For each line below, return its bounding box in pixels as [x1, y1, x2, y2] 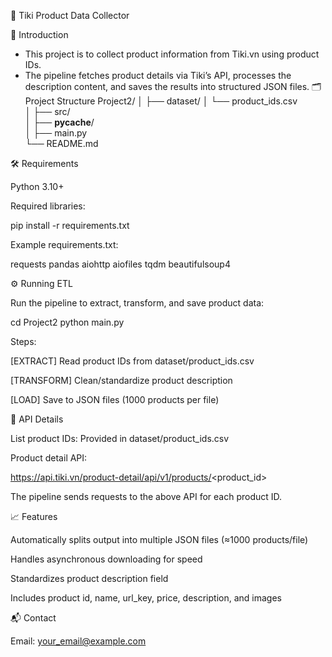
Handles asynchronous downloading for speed [10, 553, 203, 565]
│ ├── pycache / [24, 116, 95, 128]
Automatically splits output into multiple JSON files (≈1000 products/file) [10, 534, 309, 545]
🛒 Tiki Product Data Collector [10, 10, 130, 21]
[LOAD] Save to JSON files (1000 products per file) [10, 394, 220, 405]
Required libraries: [10, 200, 86, 212]
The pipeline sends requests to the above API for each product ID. [10, 491, 283, 502]
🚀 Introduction [10, 29, 69, 40]
